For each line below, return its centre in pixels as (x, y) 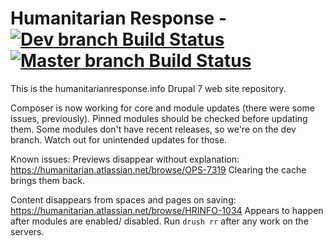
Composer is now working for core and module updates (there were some (162, 108)
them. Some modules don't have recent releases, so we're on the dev (153, 129)
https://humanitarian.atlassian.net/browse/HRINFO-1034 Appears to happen (167, 210)
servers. (27, 231)
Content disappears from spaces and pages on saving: (123, 199)
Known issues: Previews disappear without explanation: (125, 159)
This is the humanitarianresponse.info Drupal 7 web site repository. (148, 88)
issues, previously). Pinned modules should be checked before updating (159, 118)
